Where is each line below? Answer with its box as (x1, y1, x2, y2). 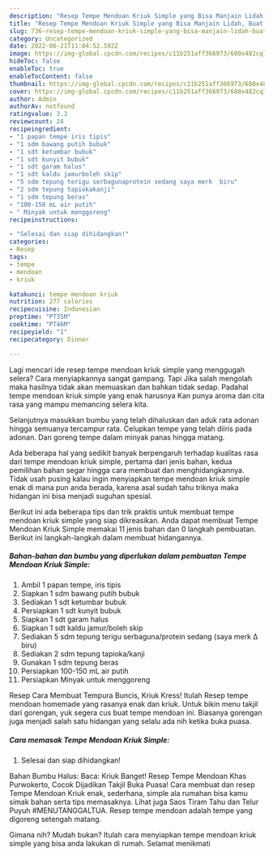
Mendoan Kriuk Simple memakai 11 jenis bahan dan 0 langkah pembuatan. (9, 524, 257, 534)
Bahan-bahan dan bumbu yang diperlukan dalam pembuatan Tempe (9, 551, 247, 561)
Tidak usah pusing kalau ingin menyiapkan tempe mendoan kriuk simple (9, 474, 250, 484)
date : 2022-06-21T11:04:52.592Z (9, 42, 118, 50)
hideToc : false (9, 58, 61, 66)
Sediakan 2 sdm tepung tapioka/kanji (20, 649, 145, 659)
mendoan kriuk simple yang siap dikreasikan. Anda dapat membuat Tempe (9, 515, 258, 525)
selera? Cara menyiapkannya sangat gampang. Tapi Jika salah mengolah (9, 373, 253, 383)
